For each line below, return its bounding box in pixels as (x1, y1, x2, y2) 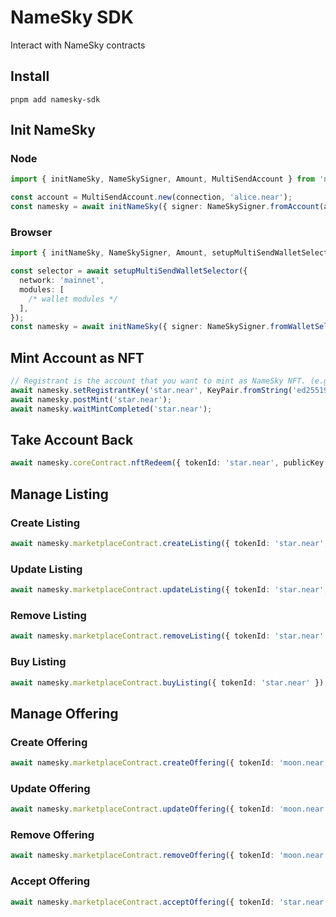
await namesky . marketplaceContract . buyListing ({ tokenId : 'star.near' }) (10, 677, 325, 688)
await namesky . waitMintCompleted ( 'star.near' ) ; (10, 404, 213, 414)
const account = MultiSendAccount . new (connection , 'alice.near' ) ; (10, 192, 293, 203)
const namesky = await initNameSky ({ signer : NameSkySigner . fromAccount (10, 202, 320, 212)
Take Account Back (10, 432, 134, 449)
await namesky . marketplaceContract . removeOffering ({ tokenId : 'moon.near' (10, 851, 329, 861)
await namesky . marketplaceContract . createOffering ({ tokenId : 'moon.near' (10, 758, 329, 768)
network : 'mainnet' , (19, 276, 105, 286)
